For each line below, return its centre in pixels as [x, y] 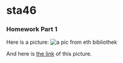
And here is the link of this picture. [49, 54]
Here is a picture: [28, 42]
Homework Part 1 [32, 29]
